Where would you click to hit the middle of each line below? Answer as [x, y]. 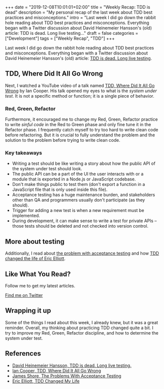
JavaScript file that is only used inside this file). [60, 190]
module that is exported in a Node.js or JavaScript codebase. [74, 179]
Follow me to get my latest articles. [40, 286]
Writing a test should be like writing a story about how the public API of [84, 163]
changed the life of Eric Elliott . [35, 259]
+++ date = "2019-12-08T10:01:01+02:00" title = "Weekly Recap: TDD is [78, 7]
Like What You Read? [38, 274]
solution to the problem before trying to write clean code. [63, 140]
